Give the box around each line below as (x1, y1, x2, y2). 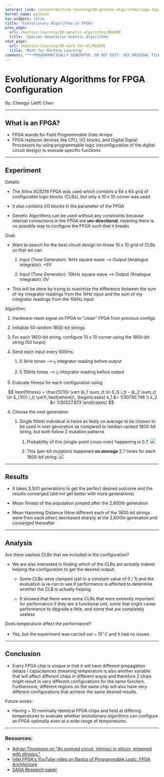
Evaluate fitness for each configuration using (12, 379, 102, 385)
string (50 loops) (12, 339, 46, 345)
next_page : (5, 39, 27, 44)
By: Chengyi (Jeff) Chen (5, 100, 54, 106)
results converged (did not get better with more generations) (12, 491, 134, 497)
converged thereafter (12, 520, 55, 526)
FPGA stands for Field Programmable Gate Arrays (12, 132, 113, 138)
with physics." (12, 751, 41, 757)
